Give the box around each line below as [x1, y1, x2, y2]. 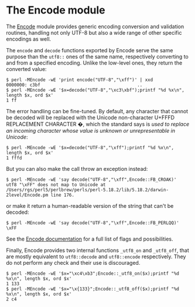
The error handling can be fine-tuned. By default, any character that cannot [6, 107, 189, 114]
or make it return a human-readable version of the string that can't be [6, 202, 174, 209]
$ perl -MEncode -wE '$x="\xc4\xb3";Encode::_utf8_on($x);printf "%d [6, 271, 180, 276]
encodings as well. [6, 35, 52, 42]
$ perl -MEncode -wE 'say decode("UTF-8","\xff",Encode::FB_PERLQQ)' [6, 220, 180, 226]
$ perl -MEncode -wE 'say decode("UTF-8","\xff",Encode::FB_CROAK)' [6, 177, 177, 183]
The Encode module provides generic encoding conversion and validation [6, 23, 184, 30]
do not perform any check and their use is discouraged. [6, 259, 141, 266]
